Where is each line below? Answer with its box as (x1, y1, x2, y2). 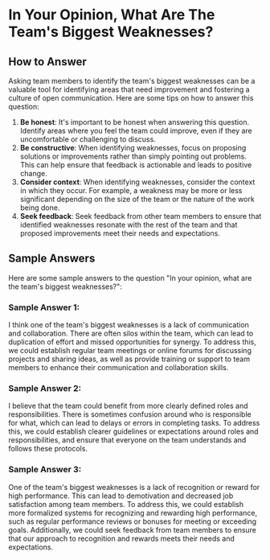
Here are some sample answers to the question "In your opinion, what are (8, 273, 252, 282)
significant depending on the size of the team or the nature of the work (19, 195, 255, 204)
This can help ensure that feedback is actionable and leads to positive (19, 160, 252, 170)
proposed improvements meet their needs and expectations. (19, 229, 221, 238)
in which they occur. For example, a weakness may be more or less (19, 186, 243, 195)
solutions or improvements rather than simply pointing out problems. (19, 151, 247, 161)
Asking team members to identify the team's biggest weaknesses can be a (8, 76, 256, 85)
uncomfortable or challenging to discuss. (19, 134, 157, 144)
